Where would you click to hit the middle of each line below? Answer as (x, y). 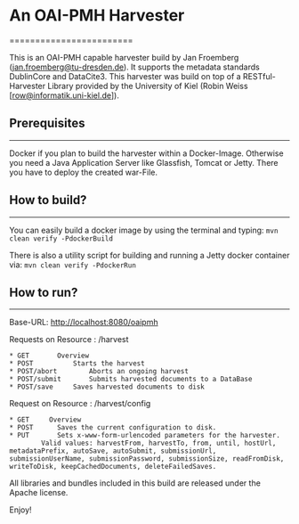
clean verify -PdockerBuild (61, 238)
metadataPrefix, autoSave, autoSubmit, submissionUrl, (113, 451)
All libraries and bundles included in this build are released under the (135, 483)
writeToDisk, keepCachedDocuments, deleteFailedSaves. (113, 467)
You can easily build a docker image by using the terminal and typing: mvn (144, 230)
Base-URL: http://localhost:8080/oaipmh (84, 323)
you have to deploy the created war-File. (84, 172)
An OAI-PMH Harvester (97, 16)
